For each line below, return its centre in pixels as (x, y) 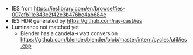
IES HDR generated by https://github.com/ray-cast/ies (77, 21)
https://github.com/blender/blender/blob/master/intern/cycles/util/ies (104, 39)
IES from (22, 8)
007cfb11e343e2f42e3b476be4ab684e (59, 15)
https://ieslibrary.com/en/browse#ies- (80, 8)
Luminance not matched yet (45, 27)
